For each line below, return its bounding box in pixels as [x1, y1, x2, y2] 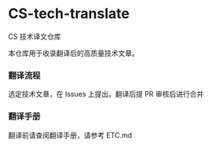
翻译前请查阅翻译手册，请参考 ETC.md [8, 130, 133, 140]
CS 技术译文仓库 [8, 31, 61, 41]
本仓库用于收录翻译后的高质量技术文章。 [8, 48, 139, 57]
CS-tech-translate [8, 5, 130, 23]
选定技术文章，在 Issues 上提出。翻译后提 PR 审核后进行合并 [8, 90, 204, 99]
